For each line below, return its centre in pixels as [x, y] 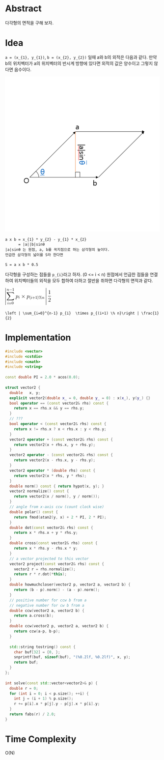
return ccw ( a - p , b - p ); [37, 631]
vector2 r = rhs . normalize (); [45, 569]
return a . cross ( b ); [34, 616]
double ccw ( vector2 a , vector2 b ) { [47, 611]
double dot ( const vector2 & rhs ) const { [51, 527]
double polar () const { [34, 512]
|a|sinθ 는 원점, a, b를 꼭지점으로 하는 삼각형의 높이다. [57, 249]
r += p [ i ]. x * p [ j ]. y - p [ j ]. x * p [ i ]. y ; [57, 704]
